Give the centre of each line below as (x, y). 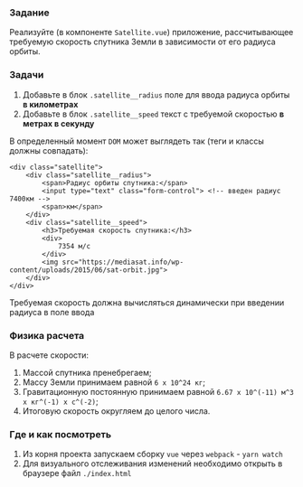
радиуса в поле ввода (52, 312)
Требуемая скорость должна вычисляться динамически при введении (147, 302)
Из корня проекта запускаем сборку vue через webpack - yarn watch (152, 454)
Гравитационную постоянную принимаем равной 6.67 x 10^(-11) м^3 (158, 391)
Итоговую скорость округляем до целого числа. (116, 411)
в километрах (50, 104)
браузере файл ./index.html (77, 473)
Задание (29, 13)
